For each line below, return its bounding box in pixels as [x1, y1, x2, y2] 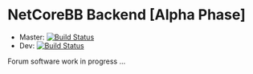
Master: [18, 32, 45, 42]
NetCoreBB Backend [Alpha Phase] [7, 6, 246, 24]
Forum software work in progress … [7, 56, 126, 66]
